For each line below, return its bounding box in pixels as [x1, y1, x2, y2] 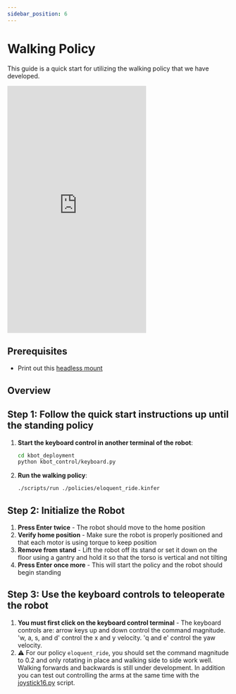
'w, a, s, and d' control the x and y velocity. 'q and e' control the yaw [17, 633, 216, 642]
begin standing [17, 568, 61, 577]
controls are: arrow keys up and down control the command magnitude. [17, 626, 225, 634]
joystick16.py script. [17, 678, 75, 687]
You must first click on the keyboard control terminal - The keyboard [17, 618, 222, 627]
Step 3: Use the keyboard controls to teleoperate [7, 589, 225, 601]
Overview [7, 384, 51, 396]
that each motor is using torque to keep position [17, 538, 157, 547]
